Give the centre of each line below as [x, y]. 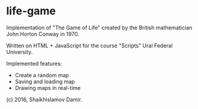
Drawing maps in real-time [48, 87]
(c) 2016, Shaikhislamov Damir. [44, 99]
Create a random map [42, 75]
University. [19, 52]
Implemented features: [34, 63]
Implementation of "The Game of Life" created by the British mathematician [99, 28]
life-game [31, 11]
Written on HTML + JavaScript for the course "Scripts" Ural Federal [89, 46]
